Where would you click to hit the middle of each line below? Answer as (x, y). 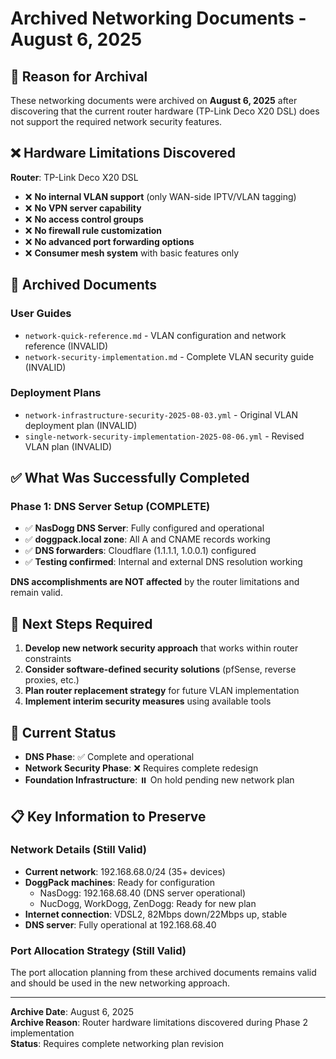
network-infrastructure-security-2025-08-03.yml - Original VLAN (161, 414)
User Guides (41, 314)
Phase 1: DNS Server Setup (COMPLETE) (110, 507)
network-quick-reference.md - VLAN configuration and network (155, 335)
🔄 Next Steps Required (81, 623)
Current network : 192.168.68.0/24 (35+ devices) (125, 871)
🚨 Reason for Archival (79, 76)
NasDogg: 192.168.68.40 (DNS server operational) (142, 893)
